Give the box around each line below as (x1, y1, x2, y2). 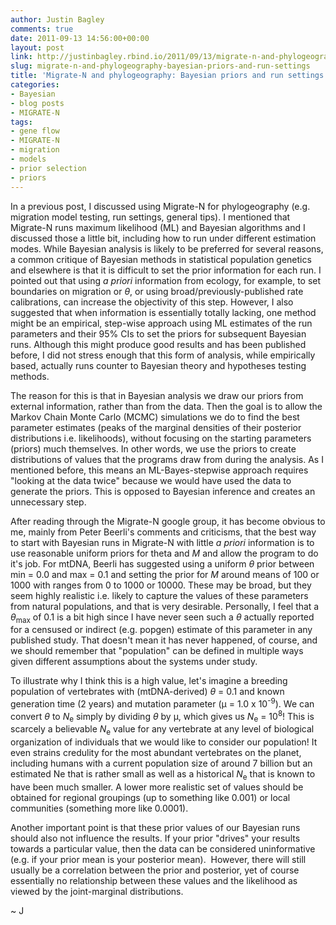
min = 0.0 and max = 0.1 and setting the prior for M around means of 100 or (10, 568, 320, 580)
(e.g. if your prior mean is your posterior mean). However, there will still (10, 854, 307, 865)
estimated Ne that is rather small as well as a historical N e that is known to (10, 768, 316, 782)
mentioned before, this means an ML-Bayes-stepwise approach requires (10, 464, 309, 476)
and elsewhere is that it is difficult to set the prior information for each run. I (10, 264, 322, 276)
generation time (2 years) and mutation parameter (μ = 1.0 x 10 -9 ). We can (10, 696, 315, 710)
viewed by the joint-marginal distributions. (10, 886, 184, 897)
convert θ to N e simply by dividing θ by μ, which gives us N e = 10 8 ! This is (10, 708, 315, 725)
